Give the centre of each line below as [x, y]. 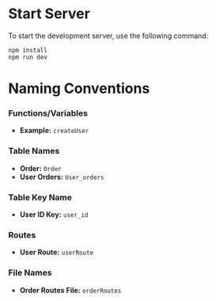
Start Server [49, 14]
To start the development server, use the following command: [108, 36]
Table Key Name [40, 197]
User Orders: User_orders [62, 177]
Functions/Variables [48, 113]
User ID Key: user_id [54, 215]
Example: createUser [54, 131]
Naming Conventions [79, 89]
